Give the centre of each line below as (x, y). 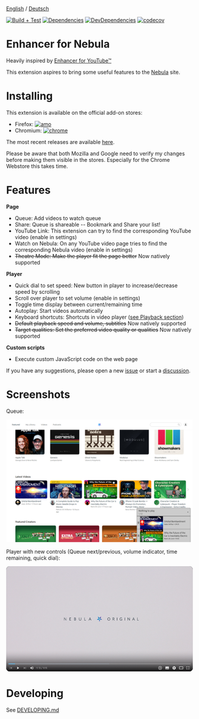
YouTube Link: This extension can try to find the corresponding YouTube (103, 231)
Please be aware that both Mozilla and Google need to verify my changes (96, 153)
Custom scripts (25, 347)
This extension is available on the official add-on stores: (74, 112)
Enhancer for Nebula (58, 44)
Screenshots (38, 394)
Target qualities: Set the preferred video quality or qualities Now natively (103, 329)
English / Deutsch (28, 9)
